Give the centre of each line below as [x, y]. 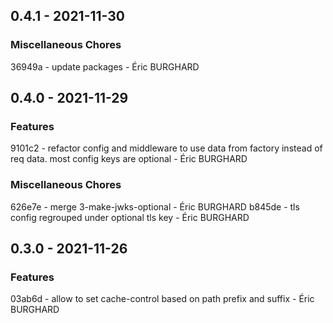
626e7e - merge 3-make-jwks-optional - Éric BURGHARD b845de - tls [155, 206]
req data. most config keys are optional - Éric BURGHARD [129, 159]
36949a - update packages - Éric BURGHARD [105, 66]
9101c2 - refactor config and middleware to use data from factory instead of [166, 148]
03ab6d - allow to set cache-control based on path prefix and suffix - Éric [162, 299]
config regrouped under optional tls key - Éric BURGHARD [130, 217]
